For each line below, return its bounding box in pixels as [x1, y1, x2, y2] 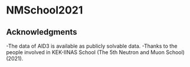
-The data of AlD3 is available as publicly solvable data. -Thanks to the [6, 42, 178, 49]
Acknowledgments [6, 27, 78, 37]
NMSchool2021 [6, 4, 83, 17]
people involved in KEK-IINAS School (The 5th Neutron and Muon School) [6, 49, 185, 56]
